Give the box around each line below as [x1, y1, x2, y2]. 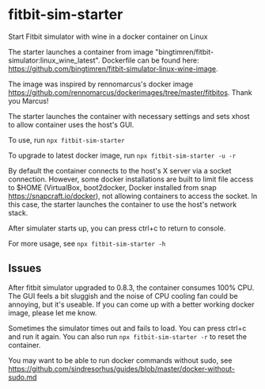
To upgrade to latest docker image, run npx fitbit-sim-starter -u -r [8, 151, 237, 160]
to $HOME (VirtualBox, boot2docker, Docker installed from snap [8, 182, 217, 192]
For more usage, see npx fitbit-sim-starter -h [8, 238, 166, 248]
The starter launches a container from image [8, 47, 154, 56]
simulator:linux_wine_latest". [8, 55, 100, 65]
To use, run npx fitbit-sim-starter [8, 135, 125, 144]
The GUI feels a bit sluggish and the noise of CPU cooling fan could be [8, 291, 239, 300]
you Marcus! [8, 96, 49, 105]
